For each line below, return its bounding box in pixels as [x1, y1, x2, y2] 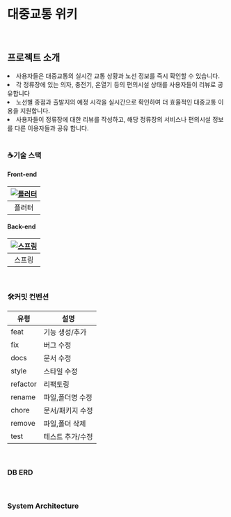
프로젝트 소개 [7, 52, 61, 63]
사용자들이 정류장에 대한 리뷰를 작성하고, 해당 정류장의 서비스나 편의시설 [16, 115, 211, 123]
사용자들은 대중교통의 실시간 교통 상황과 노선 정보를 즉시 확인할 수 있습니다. [16, 71, 221, 80]
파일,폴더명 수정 [43, 393, 93, 403]
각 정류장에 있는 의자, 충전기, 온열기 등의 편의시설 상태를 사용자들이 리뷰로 [16, 80, 216, 88]
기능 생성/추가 [43, 327, 87, 337]
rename [10, 392, 36, 402]
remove [10, 419, 36, 429]
